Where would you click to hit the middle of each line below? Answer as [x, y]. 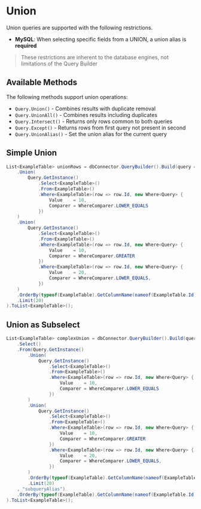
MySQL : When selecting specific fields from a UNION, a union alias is [100, 39]
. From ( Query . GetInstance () [51, 350]
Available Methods [42, 82]
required [26, 46]
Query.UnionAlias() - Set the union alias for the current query [91, 134]
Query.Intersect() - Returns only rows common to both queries [94, 121]
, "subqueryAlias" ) [41, 489]
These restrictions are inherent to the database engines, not [95, 57]
